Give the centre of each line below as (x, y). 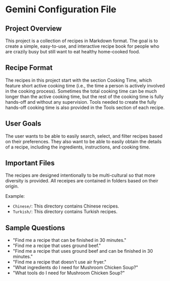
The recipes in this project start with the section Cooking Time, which (79, 80)
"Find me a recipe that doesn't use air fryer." (59, 262)
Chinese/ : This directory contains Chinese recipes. (66, 206)
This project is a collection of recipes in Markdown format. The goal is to (82, 41)
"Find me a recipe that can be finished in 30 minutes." (69, 240)
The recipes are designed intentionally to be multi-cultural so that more (80, 175)
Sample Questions (35, 228)
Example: (15, 196)
